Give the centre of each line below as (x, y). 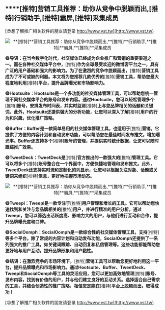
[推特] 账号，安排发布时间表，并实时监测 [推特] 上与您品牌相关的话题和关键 (79, 106)
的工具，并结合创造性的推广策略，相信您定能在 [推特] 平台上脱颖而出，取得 (80, 286)
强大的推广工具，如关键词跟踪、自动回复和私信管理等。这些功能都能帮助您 (84, 244)
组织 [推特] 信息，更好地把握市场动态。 (56, 176)
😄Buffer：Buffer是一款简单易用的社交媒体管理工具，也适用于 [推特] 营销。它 (82, 128)
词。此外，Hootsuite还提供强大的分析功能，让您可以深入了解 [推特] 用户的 (79, 112)
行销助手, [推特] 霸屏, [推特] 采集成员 (66, 18)
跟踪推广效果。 (20, 147)
